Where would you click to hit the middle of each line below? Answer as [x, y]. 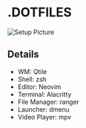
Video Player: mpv [44, 117]
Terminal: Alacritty [44, 94]
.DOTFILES [40, 12]
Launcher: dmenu [43, 109]
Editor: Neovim [39, 87]
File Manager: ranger [48, 102]
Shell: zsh [32, 79]
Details [23, 54]
